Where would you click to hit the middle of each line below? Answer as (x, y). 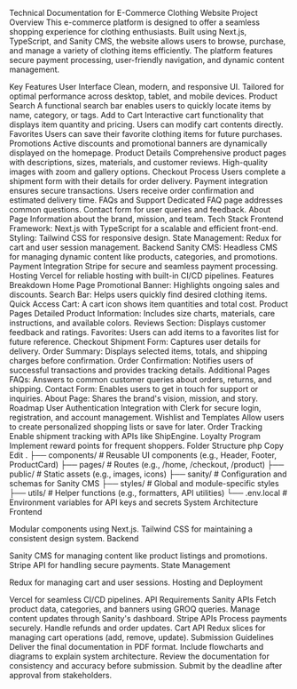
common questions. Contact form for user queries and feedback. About (140, 209)
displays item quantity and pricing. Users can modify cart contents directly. (146, 124)
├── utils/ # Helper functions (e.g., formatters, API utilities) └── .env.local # (148, 493)
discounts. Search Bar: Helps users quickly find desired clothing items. (138, 294)
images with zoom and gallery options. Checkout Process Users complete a (148, 172)
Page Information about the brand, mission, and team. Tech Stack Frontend (146, 219)
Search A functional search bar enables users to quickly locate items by (141, 105)
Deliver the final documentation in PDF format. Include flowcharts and (137, 647)
